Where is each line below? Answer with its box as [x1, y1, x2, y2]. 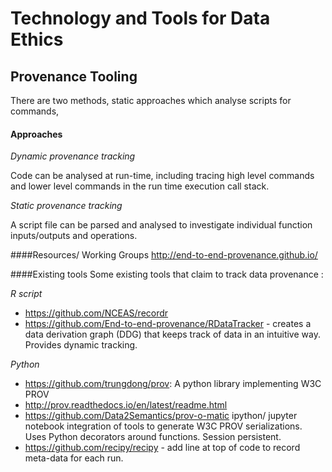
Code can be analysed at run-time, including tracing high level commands [10, 170, 315, 182]
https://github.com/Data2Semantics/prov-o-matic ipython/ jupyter [24, 410, 298, 422]
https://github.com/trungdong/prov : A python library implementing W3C [24, 378, 322, 390]
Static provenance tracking [10, 200, 123, 212]
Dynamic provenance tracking [10, 150, 136, 162]
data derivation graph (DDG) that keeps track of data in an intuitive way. [24, 328, 321, 341]
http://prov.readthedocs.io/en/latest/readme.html [24, 399, 228, 411]
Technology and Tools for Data [10, 7, 271, 30]
